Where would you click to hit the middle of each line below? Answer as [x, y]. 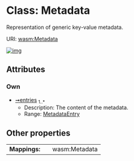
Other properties [38, 133]
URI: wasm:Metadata [32, 39]
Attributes [26, 70]
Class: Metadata [48, 11]
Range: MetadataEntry [52, 114]
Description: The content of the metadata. [76, 108]
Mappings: [25, 150]
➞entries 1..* [30, 100]
